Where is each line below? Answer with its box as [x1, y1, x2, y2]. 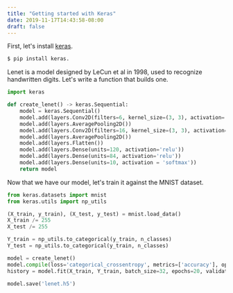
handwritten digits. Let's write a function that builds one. [7, 76, 169, 84]
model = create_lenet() [7, 254, 76, 262]
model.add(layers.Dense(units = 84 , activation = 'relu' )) [19, 153, 182, 160]
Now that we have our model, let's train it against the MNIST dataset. [7, 178, 204, 186]
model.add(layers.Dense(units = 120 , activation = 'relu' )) [19, 146, 185, 153]
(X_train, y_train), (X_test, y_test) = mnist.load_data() [7, 211, 182, 217]
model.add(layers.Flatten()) [19, 140, 104, 147]
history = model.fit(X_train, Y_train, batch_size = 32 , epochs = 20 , [7, 267, 203, 274]
